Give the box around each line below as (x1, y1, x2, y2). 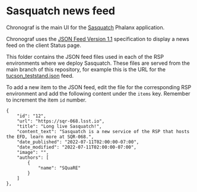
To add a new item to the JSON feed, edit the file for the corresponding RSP (6, 83, 192, 90)
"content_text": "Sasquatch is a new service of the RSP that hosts (17, 128, 190, 134)
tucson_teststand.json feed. (6, 72, 74, 79)
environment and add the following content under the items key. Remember (6, 90, 191, 97)
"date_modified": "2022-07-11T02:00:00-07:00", (17, 144, 136, 150)
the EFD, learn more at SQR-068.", (6, 134, 94, 140)
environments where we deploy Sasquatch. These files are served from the (6, 59, 190, 67)
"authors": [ (17, 155, 49, 160)
